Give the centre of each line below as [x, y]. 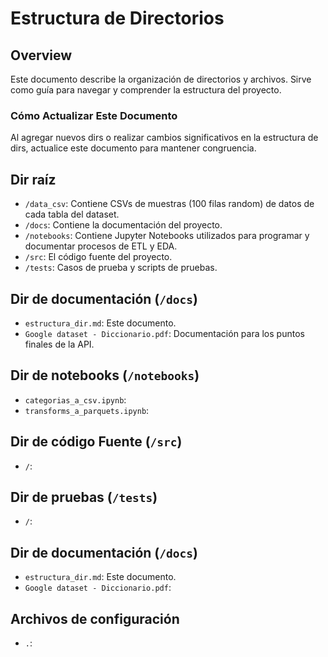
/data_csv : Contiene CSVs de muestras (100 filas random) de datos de [169, 204]
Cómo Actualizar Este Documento [94, 115]
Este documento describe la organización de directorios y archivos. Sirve [161, 79]
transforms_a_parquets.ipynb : [87, 410]
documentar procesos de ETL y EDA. [101, 246]
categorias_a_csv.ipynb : [75, 399]
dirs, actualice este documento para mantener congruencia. [133, 148]
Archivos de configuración [95, 618]
